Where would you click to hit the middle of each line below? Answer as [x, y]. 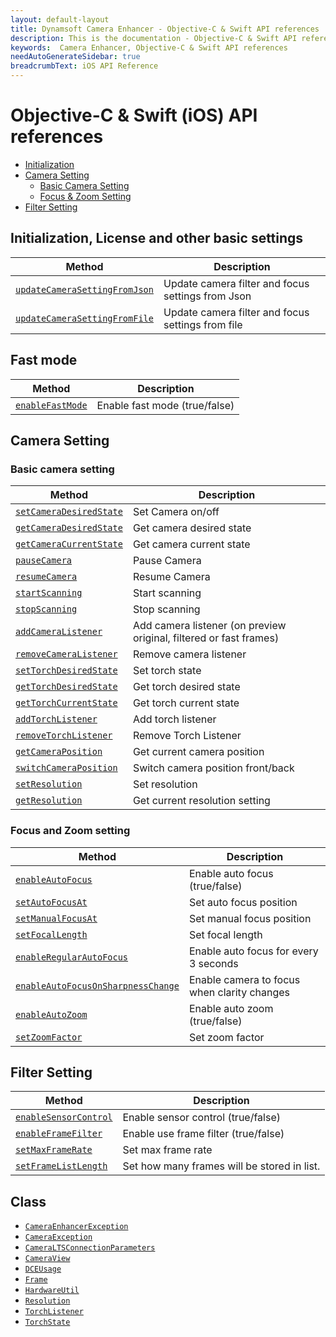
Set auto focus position [243, 902]
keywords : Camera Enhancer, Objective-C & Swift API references [149, 47]
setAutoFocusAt [51, 902]
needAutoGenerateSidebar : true [75, 57]
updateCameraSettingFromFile [84, 318]
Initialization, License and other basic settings [157, 238]
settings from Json [207, 296]
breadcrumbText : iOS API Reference [84, 66]
